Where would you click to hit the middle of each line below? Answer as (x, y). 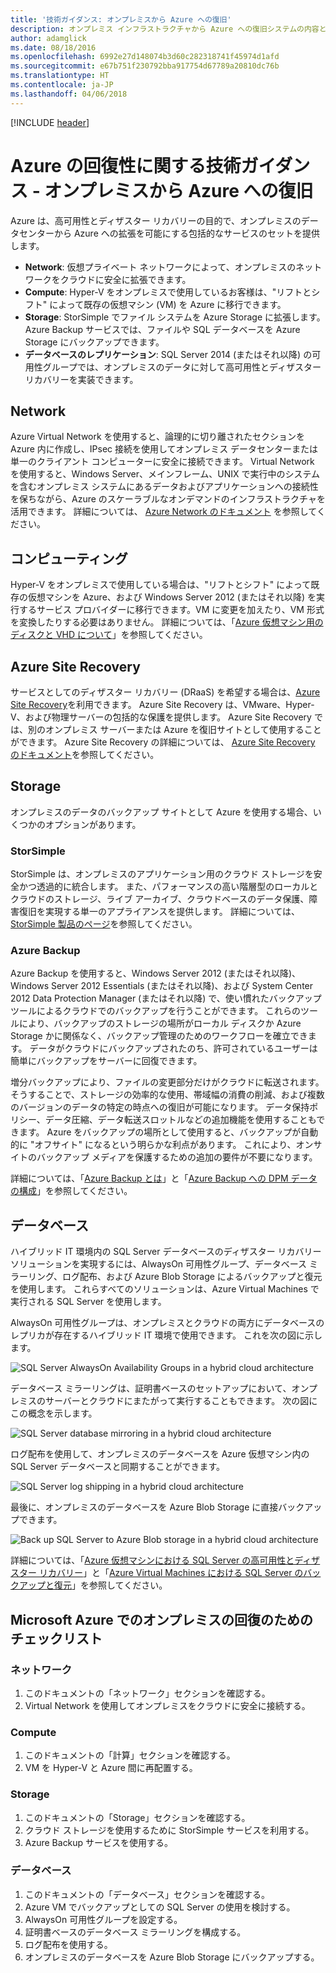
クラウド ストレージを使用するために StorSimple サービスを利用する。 (169, 1830)
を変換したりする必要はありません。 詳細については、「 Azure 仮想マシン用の (167, 622)
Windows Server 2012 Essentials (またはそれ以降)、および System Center (162, 986)
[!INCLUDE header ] (50, 122)
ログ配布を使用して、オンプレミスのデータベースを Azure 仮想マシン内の (160, 1454)
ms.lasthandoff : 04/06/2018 (69, 94)
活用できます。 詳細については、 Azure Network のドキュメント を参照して (163, 512)
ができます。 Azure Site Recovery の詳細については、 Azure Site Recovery (163, 742)
